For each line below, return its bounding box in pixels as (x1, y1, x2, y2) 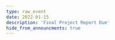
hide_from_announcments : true (6, 25, 81, 31)
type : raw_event (6, 8, 46, 15)
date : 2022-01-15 (6, 14, 49, 20)
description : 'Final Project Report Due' (6, 19, 110, 25)
